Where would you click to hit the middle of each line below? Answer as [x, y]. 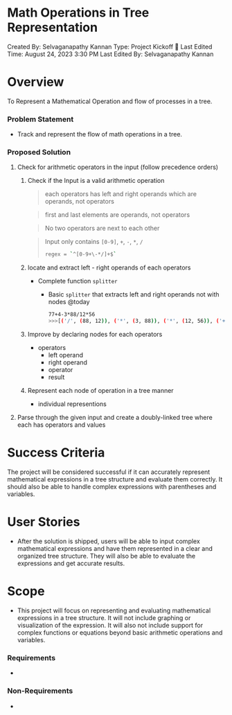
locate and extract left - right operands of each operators [109, 267]
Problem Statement [41, 119]
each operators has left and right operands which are [121, 194]
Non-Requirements [40, 691]
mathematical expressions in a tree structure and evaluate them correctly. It [115, 479]
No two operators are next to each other [102, 228]
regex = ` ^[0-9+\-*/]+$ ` [81, 254]
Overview [36, 82]
